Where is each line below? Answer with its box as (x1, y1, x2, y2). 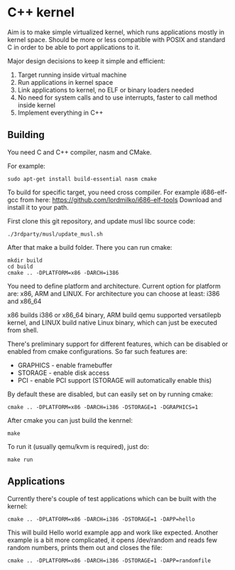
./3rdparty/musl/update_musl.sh (7, 231, 103, 238)
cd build (7, 263, 33, 270)
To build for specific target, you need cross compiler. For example (7, 188, 200, 196)
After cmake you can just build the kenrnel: (7, 416, 133, 424)
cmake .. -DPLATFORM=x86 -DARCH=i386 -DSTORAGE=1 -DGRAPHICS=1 (7, 403, 199, 411)
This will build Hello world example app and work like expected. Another (7, 528, 219, 537)
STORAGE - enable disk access (17, 368, 110, 377)
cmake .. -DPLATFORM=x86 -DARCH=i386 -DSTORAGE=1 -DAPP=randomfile (7, 556, 212, 564)
